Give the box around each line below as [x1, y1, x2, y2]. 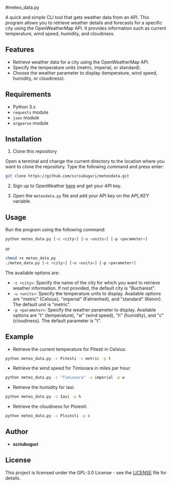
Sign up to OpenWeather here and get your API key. [12, 183, 122, 189]
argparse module [12, 120, 49, 126]
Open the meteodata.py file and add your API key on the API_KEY [12, 193, 149, 199]
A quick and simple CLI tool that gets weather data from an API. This [5, 14, 149, 20]
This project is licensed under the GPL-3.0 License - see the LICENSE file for [5, 469, 167, 475]
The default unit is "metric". [12, 301, 71, 307]
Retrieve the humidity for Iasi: [12, 384, 75, 390]
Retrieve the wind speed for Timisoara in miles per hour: [12, 365, 132, 371]
